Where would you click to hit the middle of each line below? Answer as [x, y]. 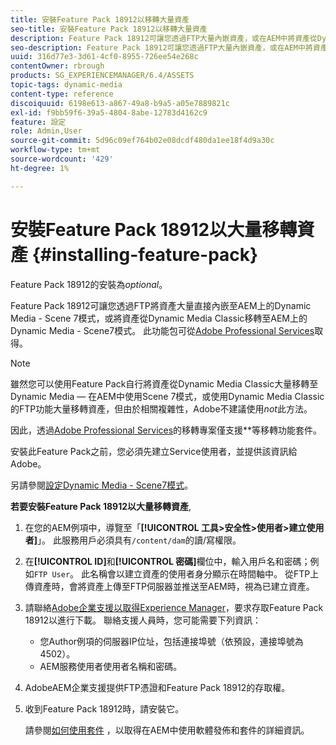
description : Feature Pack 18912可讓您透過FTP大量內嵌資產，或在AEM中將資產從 [164, 38]
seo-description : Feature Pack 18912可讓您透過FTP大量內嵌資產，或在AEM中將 [161, 47]
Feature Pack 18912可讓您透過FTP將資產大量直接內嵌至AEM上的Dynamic [161, 305]
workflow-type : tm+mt [55, 150]
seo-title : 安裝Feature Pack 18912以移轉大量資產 [109, 29]
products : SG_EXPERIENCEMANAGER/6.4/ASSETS [102, 76]
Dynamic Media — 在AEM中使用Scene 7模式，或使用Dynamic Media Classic [167, 396]
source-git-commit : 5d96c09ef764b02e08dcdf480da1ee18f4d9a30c [142, 141]
